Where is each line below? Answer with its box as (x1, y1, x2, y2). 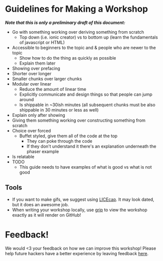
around (19, 96, 34, 102)
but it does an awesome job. (12, 201, 69, 207)
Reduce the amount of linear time (19, 86, 87, 92)
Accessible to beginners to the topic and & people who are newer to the (12, 44, 156, 50)
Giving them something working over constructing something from (12, 117, 146, 123)
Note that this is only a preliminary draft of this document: (5, 20, 126, 25)
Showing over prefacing (12, 65, 60, 71)
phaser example (26, 148, 59, 154)
